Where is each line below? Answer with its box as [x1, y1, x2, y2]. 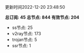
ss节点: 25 [12, 25, 33, 30]
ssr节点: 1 [12, 43, 31, 48]
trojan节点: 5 [12, 37, 37, 42]
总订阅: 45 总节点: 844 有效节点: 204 [5, 14, 80, 20]
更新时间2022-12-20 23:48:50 [5, 4, 65, 10]
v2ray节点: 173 [12, 31, 42, 36]
